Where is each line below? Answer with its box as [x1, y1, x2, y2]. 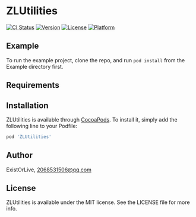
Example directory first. [6, 63, 64, 70]
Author [6, 150, 33, 161]
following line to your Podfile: [6, 122, 78, 129]
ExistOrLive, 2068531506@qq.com [6, 166, 92, 173]
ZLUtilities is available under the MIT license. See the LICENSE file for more [6, 199, 190, 206]
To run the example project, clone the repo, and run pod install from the [6, 56, 185, 63]
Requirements [6, 80, 59, 90]
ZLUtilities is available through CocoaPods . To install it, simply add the [6, 116, 178, 123]
